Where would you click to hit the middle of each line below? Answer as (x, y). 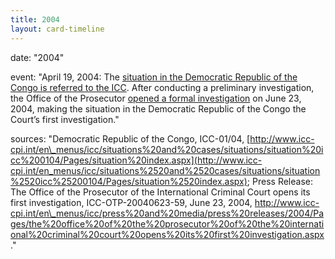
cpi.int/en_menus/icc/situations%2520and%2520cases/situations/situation (165, 170)
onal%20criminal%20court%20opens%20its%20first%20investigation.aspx (167, 234)
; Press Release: (279, 181)
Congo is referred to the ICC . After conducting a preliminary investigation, (162, 87)
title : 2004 (35, 19)
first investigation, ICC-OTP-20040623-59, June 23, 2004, (131, 202)
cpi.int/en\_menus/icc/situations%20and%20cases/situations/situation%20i (167, 149)
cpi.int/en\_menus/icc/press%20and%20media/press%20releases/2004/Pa (167, 213)
